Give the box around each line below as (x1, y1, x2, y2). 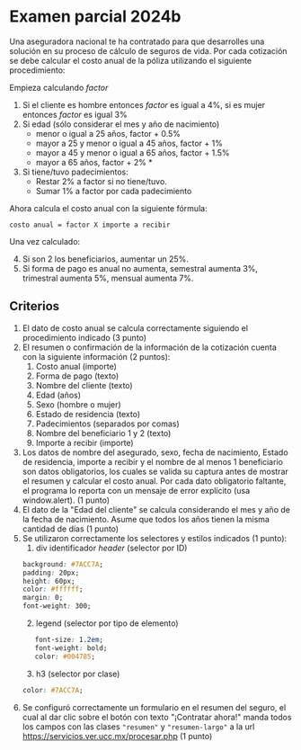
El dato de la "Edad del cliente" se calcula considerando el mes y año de (22, 504, 290, 514)
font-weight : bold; (34, 643, 108, 653)
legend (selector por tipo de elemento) (35, 618, 179, 629)
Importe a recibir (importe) (35, 437, 134, 448)
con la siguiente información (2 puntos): (22, 351, 171, 362)
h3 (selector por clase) (35, 668, 120, 679)
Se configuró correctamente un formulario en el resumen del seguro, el (22, 701, 287, 712)
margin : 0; (22, 594, 64, 603)
